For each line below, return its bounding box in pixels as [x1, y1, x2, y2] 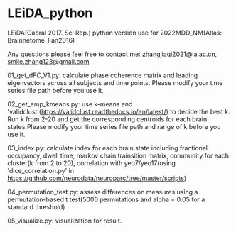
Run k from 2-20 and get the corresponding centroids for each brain [7, 115, 208, 123]
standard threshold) [7, 202, 65, 211]
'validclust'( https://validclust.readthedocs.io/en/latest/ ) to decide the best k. [7, 107, 230, 116]
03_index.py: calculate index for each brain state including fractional [7, 143, 208, 152]
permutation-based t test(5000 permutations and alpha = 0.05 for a [7, 195, 205, 204]
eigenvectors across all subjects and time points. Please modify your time [7, 78, 223, 87]
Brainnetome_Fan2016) [7, 35, 75, 44]
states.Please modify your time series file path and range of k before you [7, 122, 221, 131]
